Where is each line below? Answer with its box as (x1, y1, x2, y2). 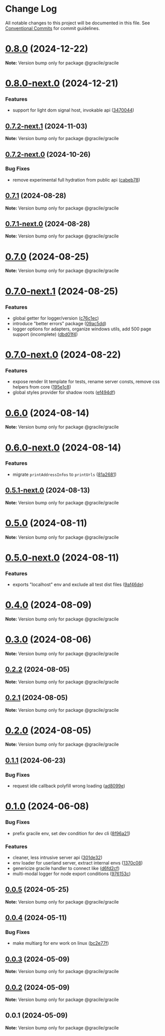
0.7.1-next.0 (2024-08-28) (5, 220, 90, 228)
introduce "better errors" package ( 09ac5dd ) (12, 320, 107, 326)
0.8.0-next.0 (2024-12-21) (5, 78, 119, 89)
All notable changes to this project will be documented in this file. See (5, 20, 150, 26)
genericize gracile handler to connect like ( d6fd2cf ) (12, 865, 120, 871)
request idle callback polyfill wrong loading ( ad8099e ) (12, 783, 125, 789)
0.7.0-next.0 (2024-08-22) (5, 349, 121, 361)
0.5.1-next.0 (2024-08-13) (5, 486, 90, 495)
